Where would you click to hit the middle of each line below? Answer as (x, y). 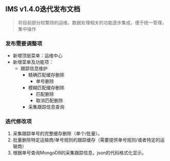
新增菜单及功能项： (33, 62)
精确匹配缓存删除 (46, 75)
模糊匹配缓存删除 (46, 88)
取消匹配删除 (49, 100)
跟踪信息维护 (34, 69)
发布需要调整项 (24, 44)
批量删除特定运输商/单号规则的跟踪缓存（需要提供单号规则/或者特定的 (86, 140)
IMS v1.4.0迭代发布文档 (43, 9)
